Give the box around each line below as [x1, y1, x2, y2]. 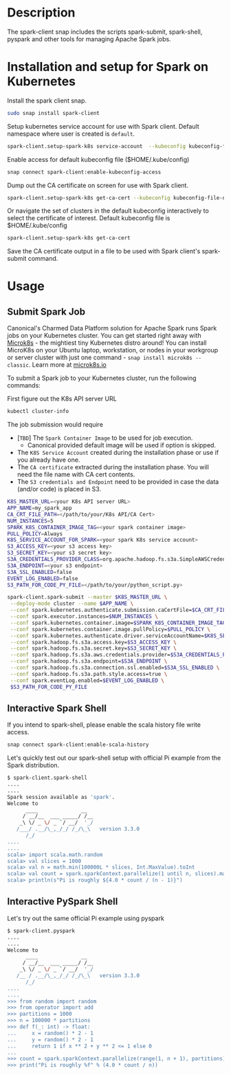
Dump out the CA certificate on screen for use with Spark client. [7, 181, 189, 189]
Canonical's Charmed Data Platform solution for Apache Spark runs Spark [7, 324, 217, 332]
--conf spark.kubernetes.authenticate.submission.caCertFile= [10, 607, 192, 614]
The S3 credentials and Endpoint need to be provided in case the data [16, 478, 219, 486]
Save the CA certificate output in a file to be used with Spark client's [7, 247, 201, 255]
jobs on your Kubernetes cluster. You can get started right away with [7, 332, 201, 340]
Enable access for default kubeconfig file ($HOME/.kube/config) [7, 155, 190, 163]
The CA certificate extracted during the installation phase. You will [16, 463, 210, 471]
